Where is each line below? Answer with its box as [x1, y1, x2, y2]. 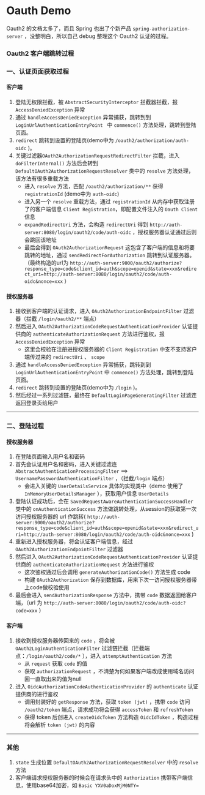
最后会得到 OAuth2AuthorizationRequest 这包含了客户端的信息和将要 [24, 243, 195, 251]
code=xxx [15, 608, 38, 614]
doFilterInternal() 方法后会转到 [15, 159, 99, 167]
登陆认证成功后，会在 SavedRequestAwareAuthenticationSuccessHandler [15, 497, 193, 505]
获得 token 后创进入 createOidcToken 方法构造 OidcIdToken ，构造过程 [24, 713, 199, 720]
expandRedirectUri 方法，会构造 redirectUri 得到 [24, 220, 148, 228]
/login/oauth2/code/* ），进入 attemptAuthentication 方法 [26, 652, 173, 659]
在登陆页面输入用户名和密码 [15, 453, 85, 460]
